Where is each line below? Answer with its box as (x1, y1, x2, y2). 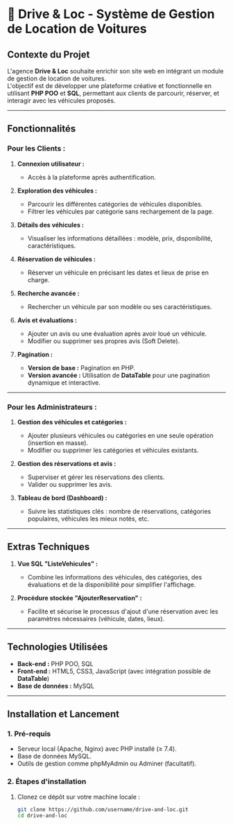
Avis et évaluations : (17, 315, 78, 324)
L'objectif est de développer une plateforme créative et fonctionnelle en (7, 82, 212, 89)
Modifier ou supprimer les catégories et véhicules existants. (27, 446, 199, 454)
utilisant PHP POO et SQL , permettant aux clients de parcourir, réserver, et (7, 89, 220, 97)
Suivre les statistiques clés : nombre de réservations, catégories (27, 507, 212, 515)
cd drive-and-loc (17, 813, 68, 819)
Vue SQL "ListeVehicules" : (17, 559, 98, 568)
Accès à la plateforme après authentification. (27, 173, 156, 181)
